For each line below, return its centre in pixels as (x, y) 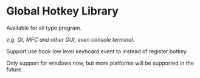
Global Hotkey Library (62, 11)
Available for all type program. (44, 28)
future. (15, 69)
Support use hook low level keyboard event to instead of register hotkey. (97, 51)
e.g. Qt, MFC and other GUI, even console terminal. (71, 39)
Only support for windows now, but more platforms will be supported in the (100, 63)
